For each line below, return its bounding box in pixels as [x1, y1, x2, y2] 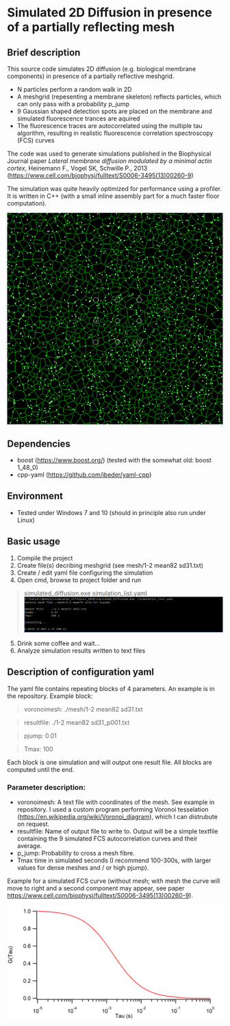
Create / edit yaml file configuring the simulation [16, 568, 153, 577]
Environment [7, 490, 64, 502]
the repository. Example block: [7, 692, 93, 700]
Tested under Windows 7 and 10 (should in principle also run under [16, 508, 207, 516]
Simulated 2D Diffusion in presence [7, 5, 212, 21]
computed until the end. [7, 765, 75, 773]
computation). [7, 199, 47, 207]
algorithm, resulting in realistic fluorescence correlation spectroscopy [16, 129, 214, 137]
